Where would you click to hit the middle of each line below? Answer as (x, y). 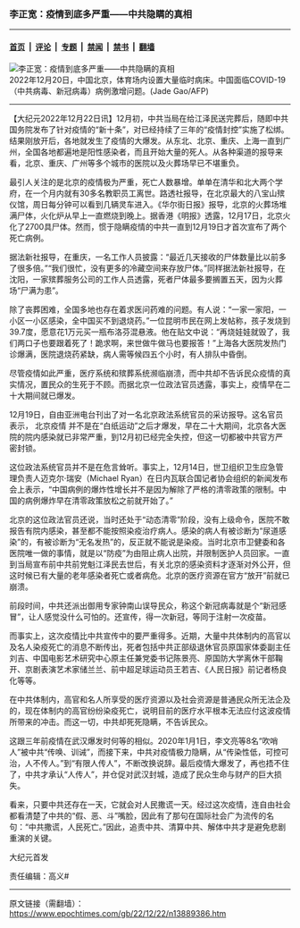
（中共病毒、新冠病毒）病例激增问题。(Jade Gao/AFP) (109, 90)
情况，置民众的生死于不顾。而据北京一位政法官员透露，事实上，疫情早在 (150, 384)
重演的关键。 (33, 838)
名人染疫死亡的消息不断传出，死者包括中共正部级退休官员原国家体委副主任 (154, 646)
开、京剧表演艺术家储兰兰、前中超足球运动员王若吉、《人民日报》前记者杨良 (148, 669)
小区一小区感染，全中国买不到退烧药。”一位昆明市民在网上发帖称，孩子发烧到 (150, 320)
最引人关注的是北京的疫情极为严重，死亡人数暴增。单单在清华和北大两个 (142, 181)
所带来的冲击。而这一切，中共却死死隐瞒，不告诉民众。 (111, 721)
